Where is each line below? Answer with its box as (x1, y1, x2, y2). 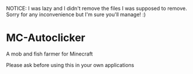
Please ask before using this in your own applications (6, 61, 135, 68)
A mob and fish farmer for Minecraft (6, 50, 93, 57)
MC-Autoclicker (6, 31, 86, 45)
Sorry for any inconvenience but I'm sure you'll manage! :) (6, 11, 146, 18)
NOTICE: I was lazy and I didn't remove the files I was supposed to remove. (6, 5, 187, 12)
